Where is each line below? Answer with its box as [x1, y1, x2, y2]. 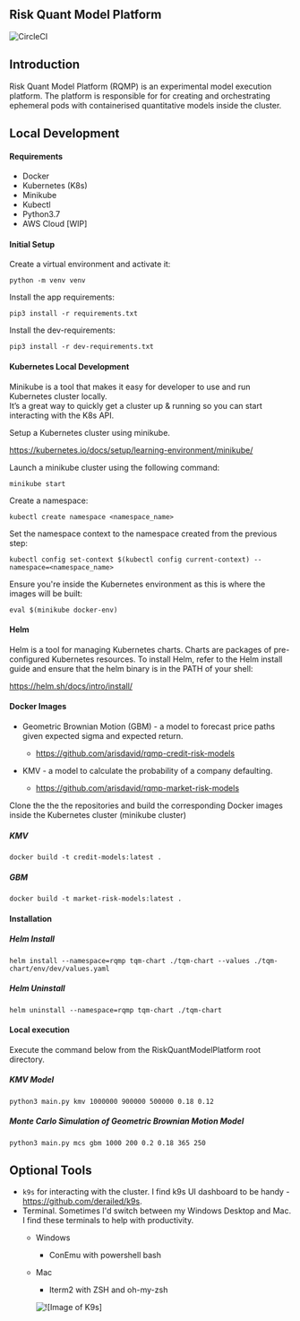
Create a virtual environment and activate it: [9, 259, 171, 270]
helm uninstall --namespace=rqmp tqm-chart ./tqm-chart [9, 1005, 222, 1014]
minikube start [9, 479, 66, 488]
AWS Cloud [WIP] [21, 219, 88, 230]
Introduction [9, 57, 81, 73]
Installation [9, 913, 52, 924]
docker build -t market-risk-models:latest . [9, 894, 182, 903]
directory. [9, 1054, 45, 1065]
